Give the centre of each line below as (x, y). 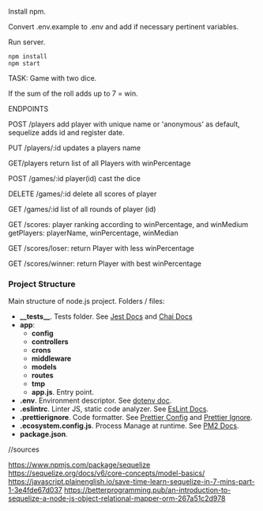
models (44, 367)
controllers (50, 342)
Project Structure (42, 284)
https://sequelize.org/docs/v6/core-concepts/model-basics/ (107, 473)
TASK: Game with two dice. (53, 78)
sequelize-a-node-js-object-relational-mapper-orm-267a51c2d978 (117, 498)
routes (42, 376)
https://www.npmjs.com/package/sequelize (79, 465)
